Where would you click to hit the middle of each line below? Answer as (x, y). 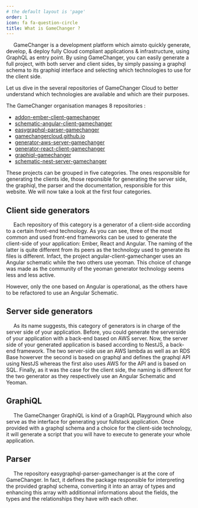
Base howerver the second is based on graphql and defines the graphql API (98, 357)
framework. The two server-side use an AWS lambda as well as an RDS (103, 351)
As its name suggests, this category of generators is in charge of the (97, 325)
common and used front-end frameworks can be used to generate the (92, 237)
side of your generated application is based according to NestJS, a (87, 344)
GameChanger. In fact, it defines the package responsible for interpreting (95, 480)
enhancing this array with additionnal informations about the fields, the (92, 492)
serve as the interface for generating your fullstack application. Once (90, 421)
